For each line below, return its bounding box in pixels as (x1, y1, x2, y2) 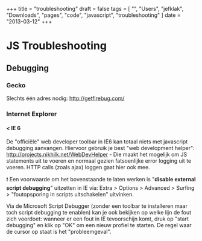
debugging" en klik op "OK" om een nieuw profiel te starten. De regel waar (6, 222, 192, 228)
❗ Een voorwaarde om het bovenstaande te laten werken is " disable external (6, 176, 196, 183)
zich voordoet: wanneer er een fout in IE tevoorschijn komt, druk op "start (6, 215, 189, 222)
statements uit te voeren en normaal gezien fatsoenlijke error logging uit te (6, 157, 192, 164)
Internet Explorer (6, 110, 57, 118)
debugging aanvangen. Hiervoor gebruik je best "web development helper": (6, 145, 195, 151)
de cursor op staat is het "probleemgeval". (6, 228, 112, 235)
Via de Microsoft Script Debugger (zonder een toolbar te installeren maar (6, 202, 188, 210)
